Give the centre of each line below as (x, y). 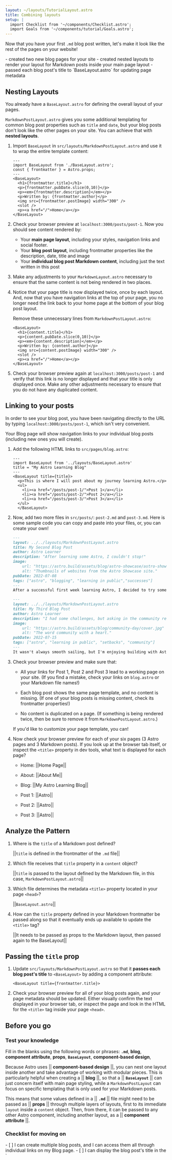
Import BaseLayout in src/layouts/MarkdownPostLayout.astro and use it (87, 146)
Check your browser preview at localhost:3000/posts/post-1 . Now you (88, 224)
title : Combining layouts (33, 15)
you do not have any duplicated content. (55, 389)
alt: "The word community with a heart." (67, 633)
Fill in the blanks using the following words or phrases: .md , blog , (73, 1052)
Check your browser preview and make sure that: (64, 662)
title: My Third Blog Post (41, 609)
